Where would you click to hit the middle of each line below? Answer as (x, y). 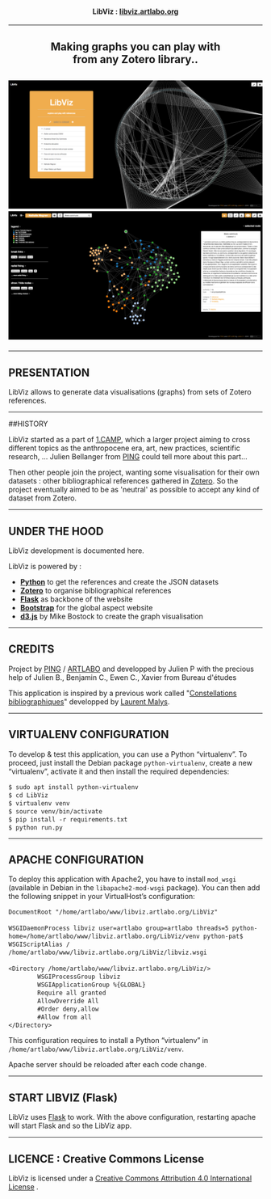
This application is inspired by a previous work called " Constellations (123, 693)
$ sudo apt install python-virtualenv (73, 787)
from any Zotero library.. (135, 59)
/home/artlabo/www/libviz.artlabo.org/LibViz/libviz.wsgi (108, 953)
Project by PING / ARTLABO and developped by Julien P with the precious (131, 669)
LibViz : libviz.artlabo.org (135, 11)
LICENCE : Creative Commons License (106, 1159)
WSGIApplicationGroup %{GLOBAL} (92, 985)
